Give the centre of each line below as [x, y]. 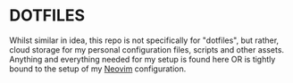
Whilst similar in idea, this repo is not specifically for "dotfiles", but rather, [144, 40]
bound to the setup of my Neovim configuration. [98, 69]
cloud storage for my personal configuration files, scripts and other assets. [146, 49]
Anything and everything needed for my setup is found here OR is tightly [142, 59]
